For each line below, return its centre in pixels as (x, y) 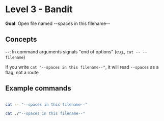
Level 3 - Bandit (39, 9)
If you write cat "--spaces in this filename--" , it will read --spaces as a (82, 67)
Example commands (38, 88)
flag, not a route (22, 72)
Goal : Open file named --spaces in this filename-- (58, 23)
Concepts (21, 39)
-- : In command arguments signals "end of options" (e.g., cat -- (73, 51)
